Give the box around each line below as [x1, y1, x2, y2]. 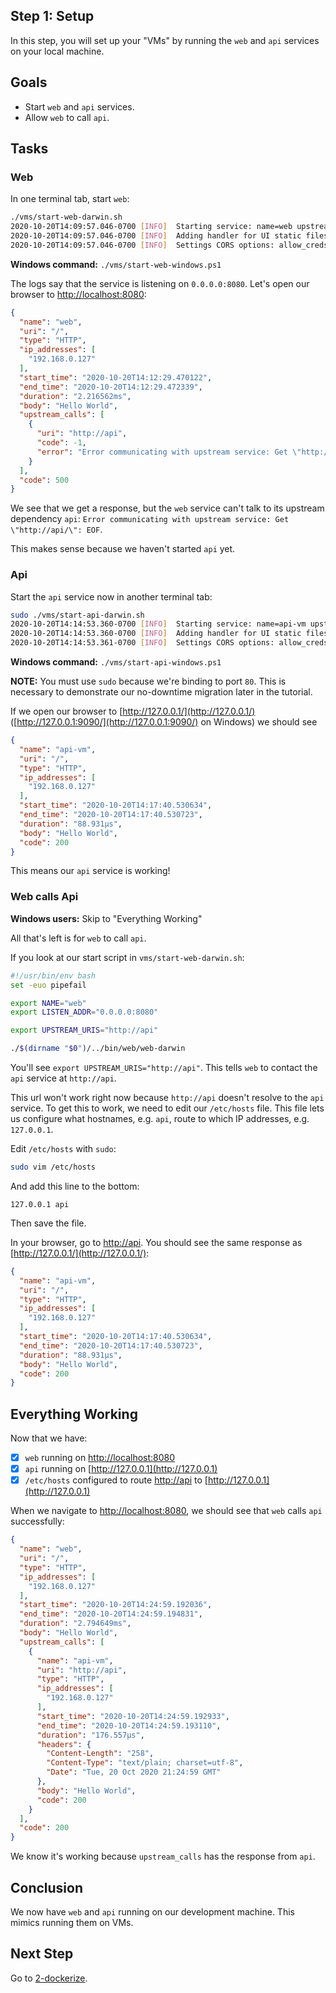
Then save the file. [10, 1217, 87, 1229]
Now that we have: [10, 1432, 88, 1444]
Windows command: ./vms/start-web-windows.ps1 [10, 258, 222, 270]
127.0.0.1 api [10, 1199, 70, 1209]
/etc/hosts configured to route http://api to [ [24, 1474, 208, 1486]
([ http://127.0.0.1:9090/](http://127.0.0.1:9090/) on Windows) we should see [10, 716, 318, 728]
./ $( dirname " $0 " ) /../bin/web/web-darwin [10, 1044, 186, 1054]
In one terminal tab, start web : [10, 193, 130, 205]
